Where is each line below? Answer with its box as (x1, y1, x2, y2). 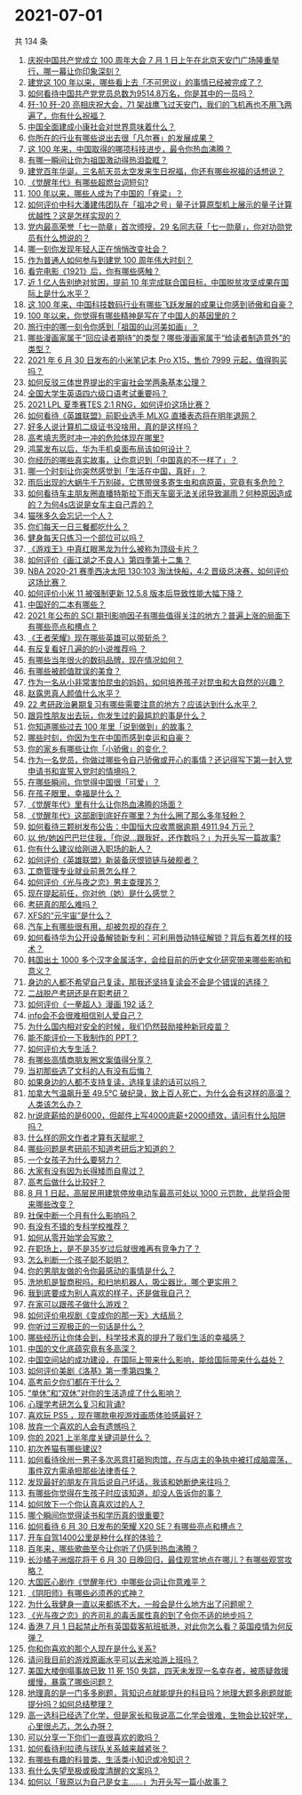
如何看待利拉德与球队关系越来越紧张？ (27, 1743, 168, 1753)
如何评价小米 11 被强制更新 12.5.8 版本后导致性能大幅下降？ (27, 587, 243, 598)
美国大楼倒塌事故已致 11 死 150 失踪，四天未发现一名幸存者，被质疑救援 (27, 1665, 290, 1676)
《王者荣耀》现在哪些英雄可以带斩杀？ (27, 632, 168, 642)
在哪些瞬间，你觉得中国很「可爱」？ (27, 777, 161, 787)
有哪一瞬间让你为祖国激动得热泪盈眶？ (27, 155, 168, 165)
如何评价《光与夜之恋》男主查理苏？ (27, 876, 161, 887)
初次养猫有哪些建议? (27, 1443, 102, 1454)
